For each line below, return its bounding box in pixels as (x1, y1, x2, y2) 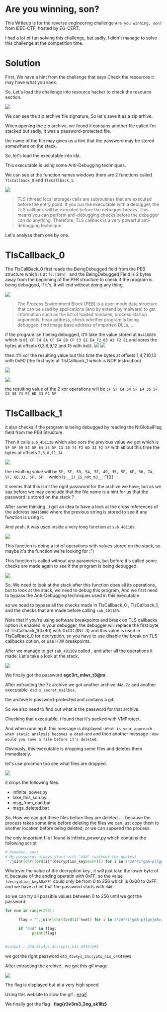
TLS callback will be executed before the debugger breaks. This (17, 206, 149, 212)
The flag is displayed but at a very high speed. (5, 982, 100, 988)
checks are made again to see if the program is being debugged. (5, 563, 138, 569)
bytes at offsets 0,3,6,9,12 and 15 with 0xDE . (5, 342, 93, 348)
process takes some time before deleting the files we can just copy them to (5, 820, 159, 826)
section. (5, 94, 22, 100)
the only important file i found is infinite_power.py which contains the (5, 835, 147, 841)
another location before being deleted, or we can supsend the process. (5, 825, 151, 831)
